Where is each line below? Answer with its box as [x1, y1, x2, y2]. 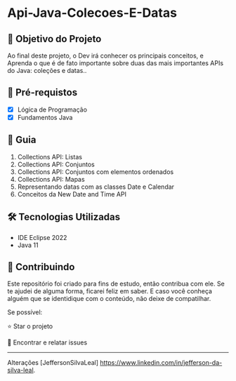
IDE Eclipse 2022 [17, 233, 67, 241]
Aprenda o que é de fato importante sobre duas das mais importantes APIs [7, 59, 223, 67]
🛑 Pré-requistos [7, 86, 78, 99]
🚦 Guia [7, 134, 37, 146]
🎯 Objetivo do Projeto [7, 33, 102, 45]
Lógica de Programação [17, 105, 88, 114]
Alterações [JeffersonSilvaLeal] [7, 359, 99, 367]
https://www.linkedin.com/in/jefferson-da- [100, 359, 223, 367]
